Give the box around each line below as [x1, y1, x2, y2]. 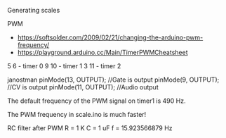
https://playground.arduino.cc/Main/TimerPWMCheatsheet [17, 49, 188, 56]
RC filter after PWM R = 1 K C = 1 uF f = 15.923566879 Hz [7, 124, 173, 132]
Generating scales [7, 6, 60, 14]
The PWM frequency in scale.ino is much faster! [7, 111, 147, 118]
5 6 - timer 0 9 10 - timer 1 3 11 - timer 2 [7, 62, 121, 70]
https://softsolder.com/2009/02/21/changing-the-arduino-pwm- [17, 33, 204, 42]
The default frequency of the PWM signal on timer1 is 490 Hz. [7, 96, 186, 105]
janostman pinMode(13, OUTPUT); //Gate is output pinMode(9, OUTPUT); [7, 75, 220, 84]
